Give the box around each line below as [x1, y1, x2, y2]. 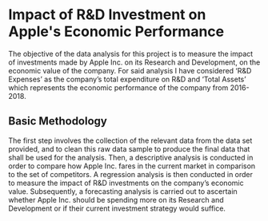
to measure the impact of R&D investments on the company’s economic [8, 178, 244, 187]
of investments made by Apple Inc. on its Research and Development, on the [8, 57, 261, 67]
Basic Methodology [8, 114, 108, 128]
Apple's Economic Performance [8, 22, 225, 41]
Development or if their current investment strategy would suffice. [8, 203, 226, 213]
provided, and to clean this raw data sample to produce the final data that [8, 144, 250, 153]
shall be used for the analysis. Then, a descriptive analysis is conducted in [8, 152, 254, 162]
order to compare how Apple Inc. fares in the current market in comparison [8, 161, 256, 171]
